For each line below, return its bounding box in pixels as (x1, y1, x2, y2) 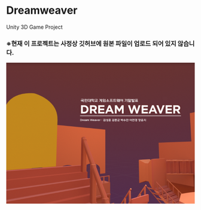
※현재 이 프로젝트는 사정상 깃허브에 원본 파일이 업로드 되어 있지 (6, 39, 176, 48)
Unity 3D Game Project (6, 23, 63, 31)
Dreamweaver (6, 4, 78, 17)
